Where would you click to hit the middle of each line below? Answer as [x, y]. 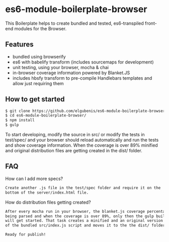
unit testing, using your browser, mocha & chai [61, 67]
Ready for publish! [26, 235]
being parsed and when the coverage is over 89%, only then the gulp [80, 216]
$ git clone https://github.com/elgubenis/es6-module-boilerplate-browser [85, 111]
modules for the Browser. [40, 28]
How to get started [35, 99]
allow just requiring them [38, 83]
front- [151, 23]
